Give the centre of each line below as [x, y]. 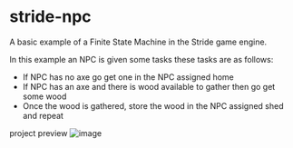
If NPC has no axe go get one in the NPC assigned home [128, 77]
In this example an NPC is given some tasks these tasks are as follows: [142, 59]
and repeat [43, 115]
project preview [39, 133]
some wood [44, 96]
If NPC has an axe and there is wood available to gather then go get [149, 86]
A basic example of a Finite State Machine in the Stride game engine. [138, 42]
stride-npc [51, 17]
